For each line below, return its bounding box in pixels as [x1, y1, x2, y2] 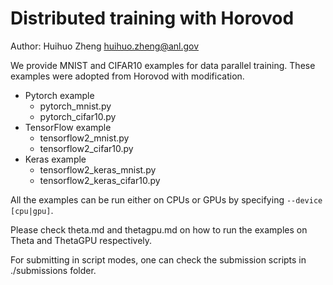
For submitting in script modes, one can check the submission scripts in [10, 253, 307, 266]
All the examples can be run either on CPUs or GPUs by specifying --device [10, 193, 323, 206]
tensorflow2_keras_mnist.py [39, 163, 157, 176]
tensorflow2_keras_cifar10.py [39, 174, 161, 186]
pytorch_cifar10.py [39, 110, 117, 122]
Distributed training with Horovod [10, 7, 295, 30]
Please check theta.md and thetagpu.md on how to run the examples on [10, 223, 308, 236]
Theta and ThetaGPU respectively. [10, 234, 153, 246]
